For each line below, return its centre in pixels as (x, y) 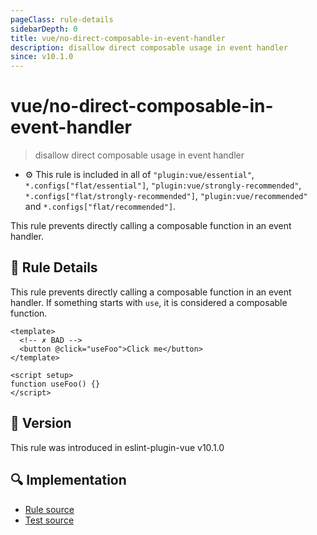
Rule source (49, 509)
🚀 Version (41, 423)
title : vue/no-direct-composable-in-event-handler (118, 38)
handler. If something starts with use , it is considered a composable (149, 302)
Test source (49, 520)
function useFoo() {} (55, 384)
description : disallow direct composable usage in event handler (149, 47)
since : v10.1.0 (42, 57)
